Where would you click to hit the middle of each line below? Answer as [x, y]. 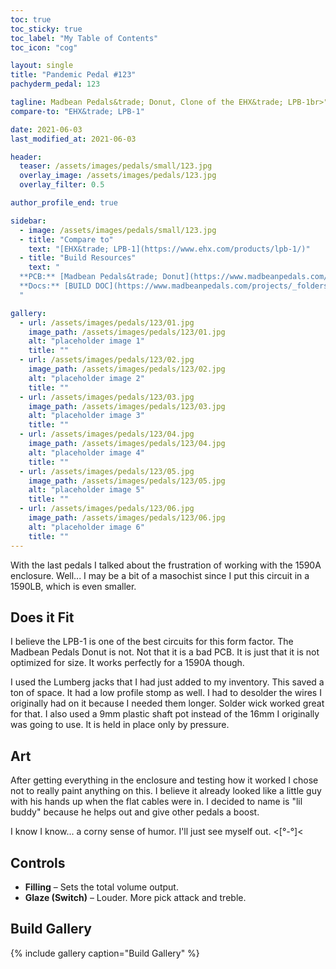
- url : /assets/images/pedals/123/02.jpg [107, 360]
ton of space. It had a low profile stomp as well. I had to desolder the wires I [166, 693]
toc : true [31, 19]
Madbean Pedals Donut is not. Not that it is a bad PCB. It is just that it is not [165, 652]
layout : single [42, 66]
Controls [38, 862]
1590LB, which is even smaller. [73, 586]
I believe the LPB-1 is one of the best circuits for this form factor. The [152, 642]
